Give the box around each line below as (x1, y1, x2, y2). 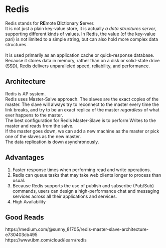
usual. (12, 177, 26, 183)
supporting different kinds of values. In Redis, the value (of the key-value (5, 31, 156, 37)
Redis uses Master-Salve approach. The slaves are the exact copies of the (5, 96, 159, 102)
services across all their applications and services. (12, 193, 117, 199)
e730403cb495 (5, 232, 38, 238)
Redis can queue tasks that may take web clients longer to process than (12, 172, 161, 178)
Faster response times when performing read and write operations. (12, 167, 151, 173)
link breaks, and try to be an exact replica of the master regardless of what (5, 106, 159, 112)
